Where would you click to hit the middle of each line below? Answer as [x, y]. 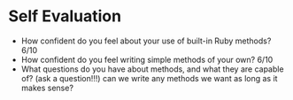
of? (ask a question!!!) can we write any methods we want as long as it [149, 78]
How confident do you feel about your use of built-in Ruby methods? [146, 41]
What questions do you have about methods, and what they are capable [152, 69]
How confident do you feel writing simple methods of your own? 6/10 [147, 59]
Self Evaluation [65, 16]
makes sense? [47, 88]
